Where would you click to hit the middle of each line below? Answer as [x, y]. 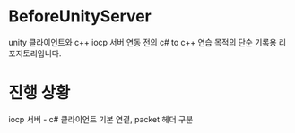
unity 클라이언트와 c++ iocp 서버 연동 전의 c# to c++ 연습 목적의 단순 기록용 [143, 42]
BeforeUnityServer [80, 17]
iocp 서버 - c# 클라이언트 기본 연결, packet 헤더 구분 [101, 119]
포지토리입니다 [34, 53]
